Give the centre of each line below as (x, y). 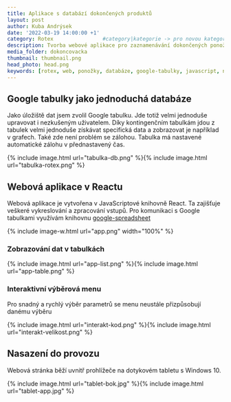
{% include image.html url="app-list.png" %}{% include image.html (102, 264)
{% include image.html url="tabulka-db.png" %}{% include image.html (107, 158)
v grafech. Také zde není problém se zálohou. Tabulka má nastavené (104, 137)
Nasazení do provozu (53, 354)
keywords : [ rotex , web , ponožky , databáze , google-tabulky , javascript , (113, 71)
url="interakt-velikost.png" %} (50, 332)
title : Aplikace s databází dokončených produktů (80, 13)
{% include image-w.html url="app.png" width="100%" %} (90, 232)
